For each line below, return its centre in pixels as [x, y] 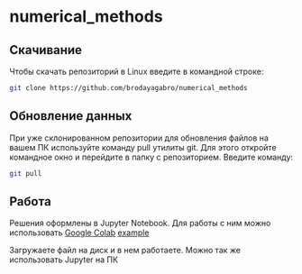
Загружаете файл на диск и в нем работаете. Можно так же [125, 251]
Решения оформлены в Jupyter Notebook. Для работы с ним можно [140, 224]
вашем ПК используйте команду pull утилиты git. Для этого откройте [143, 147]
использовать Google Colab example [79, 233]
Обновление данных [71, 116]
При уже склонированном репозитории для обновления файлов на [139, 138]
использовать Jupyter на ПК [64, 260]
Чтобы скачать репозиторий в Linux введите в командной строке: [137, 71]
